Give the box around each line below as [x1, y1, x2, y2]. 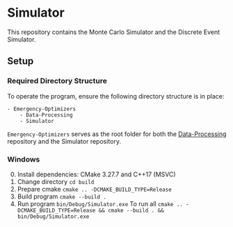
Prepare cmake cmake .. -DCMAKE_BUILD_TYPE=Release [17, 185, 172, 193]
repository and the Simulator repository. [7, 137, 122, 145]
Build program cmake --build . [17, 192, 106, 201]
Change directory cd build [17, 177, 95, 185]
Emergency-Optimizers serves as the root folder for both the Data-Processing [7, 130, 227, 138]
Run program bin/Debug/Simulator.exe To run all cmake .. [17, 199, 183, 208]
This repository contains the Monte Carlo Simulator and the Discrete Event [7, 28, 220, 36]
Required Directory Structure [7, 76, 108, 86]
